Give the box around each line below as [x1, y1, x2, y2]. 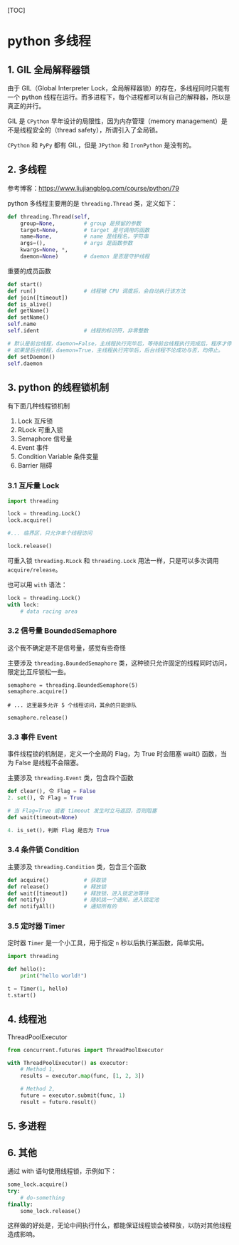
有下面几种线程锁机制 [7, 401, 70, 410]
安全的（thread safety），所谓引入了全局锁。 [31, 126, 162, 134]
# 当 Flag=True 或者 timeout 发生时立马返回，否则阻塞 [7, 807, 157, 814]
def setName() [7, 314, 50, 321]
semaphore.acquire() [7, 688, 69, 695]
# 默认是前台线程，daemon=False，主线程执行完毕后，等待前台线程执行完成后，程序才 [7, 340, 227, 347]
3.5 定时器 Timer [7, 921, 65, 931]
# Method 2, [20, 1086, 55, 1093]
